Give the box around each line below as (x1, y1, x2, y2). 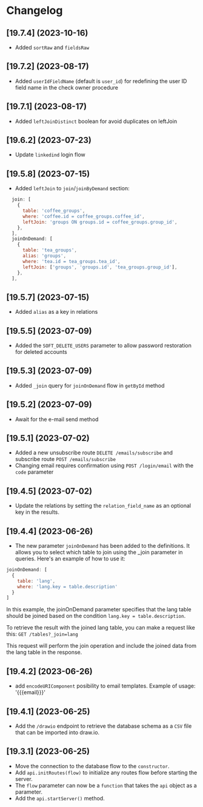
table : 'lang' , (17, 578, 56, 584)
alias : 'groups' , (22, 253, 67, 259)
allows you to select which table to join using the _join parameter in (15, 549, 183, 556)
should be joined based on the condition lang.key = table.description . (6, 613, 186, 620)
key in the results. (15, 508, 59, 516)
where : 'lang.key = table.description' (17, 583, 118, 589)
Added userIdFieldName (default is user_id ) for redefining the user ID (15, 77, 187, 85)
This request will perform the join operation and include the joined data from (6, 642, 197, 649)
